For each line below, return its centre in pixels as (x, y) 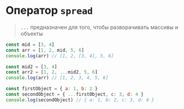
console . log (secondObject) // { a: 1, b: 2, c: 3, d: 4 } (80, 100)
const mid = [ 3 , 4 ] (30, 45)
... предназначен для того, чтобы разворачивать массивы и (99, 27)
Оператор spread (49, 11)
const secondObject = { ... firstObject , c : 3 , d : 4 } (75, 95)
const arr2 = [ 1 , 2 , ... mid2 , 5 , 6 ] (52, 72)
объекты (32, 33)
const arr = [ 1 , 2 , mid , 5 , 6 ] (45, 50)
